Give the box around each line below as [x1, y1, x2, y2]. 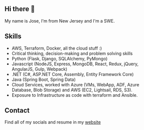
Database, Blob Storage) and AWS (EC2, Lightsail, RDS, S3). [11, 87, 133, 93]
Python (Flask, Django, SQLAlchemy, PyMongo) [11, 55, 108, 61]
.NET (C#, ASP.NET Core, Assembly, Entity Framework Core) [11, 71, 134, 77]
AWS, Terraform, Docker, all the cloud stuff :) [11, 45, 102, 51]
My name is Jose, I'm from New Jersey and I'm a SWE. [4, 18, 115, 24]
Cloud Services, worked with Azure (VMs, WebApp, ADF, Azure [11, 81, 140, 87]
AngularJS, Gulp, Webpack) [11, 66, 68, 72]
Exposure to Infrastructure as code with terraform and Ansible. [11, 92, 138, 98]
